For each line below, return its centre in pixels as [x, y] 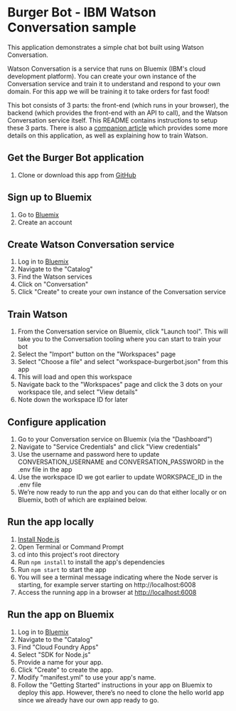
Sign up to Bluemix [50, 198]
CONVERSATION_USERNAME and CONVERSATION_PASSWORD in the [120, 462]
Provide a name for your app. [60, 662]
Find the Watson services [55, 277]
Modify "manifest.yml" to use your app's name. [87, 677]
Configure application [57, 422]
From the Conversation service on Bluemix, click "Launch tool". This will [123, 331]
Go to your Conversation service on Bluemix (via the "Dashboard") [115, 439]
